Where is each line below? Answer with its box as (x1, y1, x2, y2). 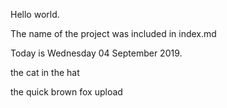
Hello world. (10, 9, 60, 20)
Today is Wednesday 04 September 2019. (10, 47, 183, 59)
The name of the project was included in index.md (10, 28, 217, 39)
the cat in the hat (10, 67, 80, 78)
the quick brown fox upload (10, 86, 123, 98)
